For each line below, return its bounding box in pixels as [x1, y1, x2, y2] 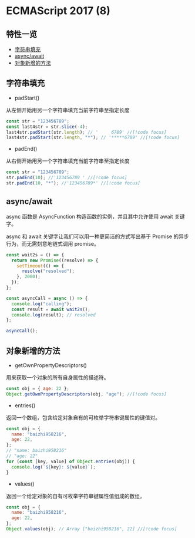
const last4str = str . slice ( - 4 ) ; [6, 124, 88, 130]
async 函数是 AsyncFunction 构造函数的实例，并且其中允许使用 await [6, 213, 173, 220]
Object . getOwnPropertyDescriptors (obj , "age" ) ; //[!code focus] [6, 391, 167, 397]
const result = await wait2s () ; [11, 306, 91, 312]
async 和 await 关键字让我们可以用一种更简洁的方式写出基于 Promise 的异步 [6, 233, 189, 240]
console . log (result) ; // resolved [11, 312, 96, 318]
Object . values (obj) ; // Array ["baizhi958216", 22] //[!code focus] [6, 526, 177, 532]
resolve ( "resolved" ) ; [21, 268, 75, 275]
